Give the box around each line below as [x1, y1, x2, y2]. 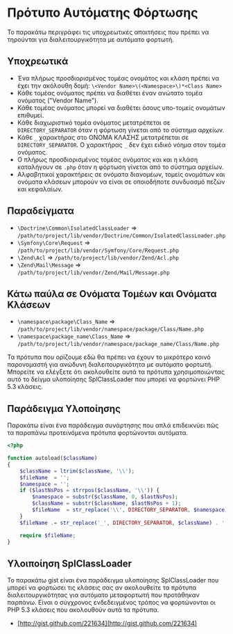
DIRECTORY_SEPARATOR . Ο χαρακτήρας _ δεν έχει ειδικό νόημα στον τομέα [17, 141, 226, 149]
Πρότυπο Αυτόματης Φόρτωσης [7, 5, 198, 21]
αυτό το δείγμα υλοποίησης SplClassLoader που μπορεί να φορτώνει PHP [7, 375, 221, 383]
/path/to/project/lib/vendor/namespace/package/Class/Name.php [17, 326, 205, 333]
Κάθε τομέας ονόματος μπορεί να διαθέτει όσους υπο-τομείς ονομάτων [17, 103, 225, 112]
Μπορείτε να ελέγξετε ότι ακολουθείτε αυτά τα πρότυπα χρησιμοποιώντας [7, 367, 225, 377]
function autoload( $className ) [7, 454, 98, 462]
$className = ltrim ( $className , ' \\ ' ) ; [19, 468, 135, 475]
